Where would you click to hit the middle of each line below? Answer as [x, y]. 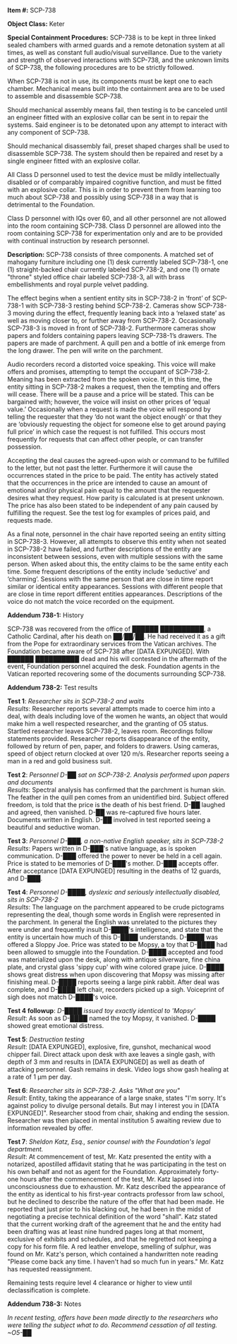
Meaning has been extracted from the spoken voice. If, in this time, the [110, 379]
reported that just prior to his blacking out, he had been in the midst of [109, 1209]
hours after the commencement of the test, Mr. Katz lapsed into [112, 1179]
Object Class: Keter [36, 24]
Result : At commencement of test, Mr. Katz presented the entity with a [109, 1157]
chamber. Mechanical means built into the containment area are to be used [116, 89]
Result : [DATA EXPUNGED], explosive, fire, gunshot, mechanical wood [109, 1047]
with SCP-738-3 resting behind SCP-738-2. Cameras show [111, 305]
